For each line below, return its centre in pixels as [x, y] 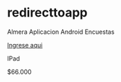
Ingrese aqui [25, 45]
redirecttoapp [47, 13]
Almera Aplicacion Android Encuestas [61, 32]
